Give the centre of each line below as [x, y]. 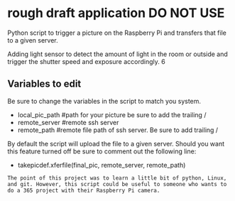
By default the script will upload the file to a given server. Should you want [116, 143]
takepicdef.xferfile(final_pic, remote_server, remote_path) [102, 165]
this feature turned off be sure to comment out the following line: [102, 151]
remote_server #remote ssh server [68, 122]
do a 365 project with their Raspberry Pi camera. [84, 190]
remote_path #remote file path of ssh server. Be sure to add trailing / [118, 130]
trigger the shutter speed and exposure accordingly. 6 [86, 61]
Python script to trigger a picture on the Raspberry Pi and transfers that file [117, 33]
